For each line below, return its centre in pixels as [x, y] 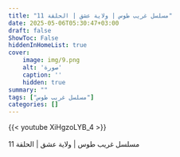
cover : [19, 53]
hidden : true [44, 82]
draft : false [30, 30]
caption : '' [42, 75]
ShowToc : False [33, 38]
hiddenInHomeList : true [48, 45]
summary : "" [28, 90]
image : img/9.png [51, 61]
